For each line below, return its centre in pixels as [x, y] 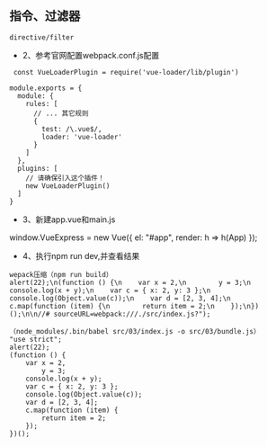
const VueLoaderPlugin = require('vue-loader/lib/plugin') [126, 72]
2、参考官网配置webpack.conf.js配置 [91, 55]
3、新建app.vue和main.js [69, 219]
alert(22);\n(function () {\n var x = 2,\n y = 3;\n [130, 282]
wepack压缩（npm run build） [61, 274]
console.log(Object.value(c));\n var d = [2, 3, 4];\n [120, 298]
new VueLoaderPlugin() [68, 186]
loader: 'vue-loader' [82, 137]
